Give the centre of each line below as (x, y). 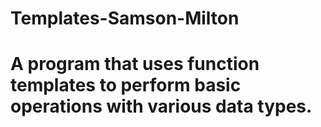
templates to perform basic (126, 85)
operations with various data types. (161, 106)
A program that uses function (135, 64)
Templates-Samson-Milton (125, 18)
